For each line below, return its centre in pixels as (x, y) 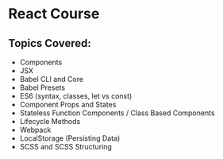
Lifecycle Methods (50, 121)
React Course (54, 14)
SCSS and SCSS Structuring (66, 147)
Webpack (35, 130)
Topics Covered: (50, 43)
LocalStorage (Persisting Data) (70, 138)
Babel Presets (42, 87)
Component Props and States (68, 105)
